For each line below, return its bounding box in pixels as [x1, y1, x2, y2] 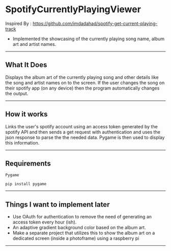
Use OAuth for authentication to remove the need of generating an [12, 214, 152, 220]
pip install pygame [5, 182, 47, 187]
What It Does [5, 61, 47, 69]
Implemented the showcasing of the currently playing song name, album [12, 36, 165, 42]
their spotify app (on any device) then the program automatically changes [5, 85, 160, 91]
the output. [5, 90, 28, 96]
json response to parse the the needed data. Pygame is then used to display [5, 134, 165, 141]
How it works [5, 110, 48, 119]
